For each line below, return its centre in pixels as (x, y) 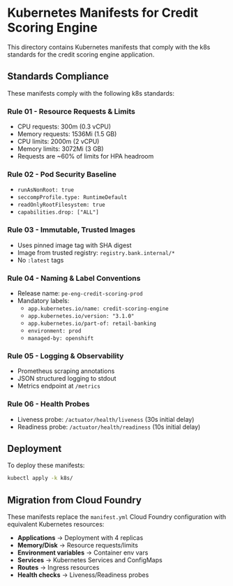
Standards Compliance (58, 76)
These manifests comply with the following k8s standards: (91, 93)
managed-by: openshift (61, 338)
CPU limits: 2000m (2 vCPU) (58, 142)
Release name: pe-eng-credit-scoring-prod (80, 293)
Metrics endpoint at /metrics (59, 386)
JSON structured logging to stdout (67, 379)
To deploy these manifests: (46, 465)
